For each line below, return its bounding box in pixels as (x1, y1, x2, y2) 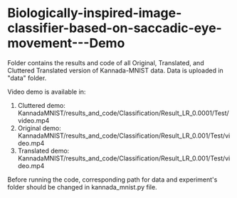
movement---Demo (7, 35, 125, 51)
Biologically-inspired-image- (7, 5, 182, 21)
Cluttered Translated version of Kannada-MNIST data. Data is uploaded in (7, 66, 224, 75)
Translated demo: (17, 146, 70, 155)
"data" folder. (7, 73, 47, 82)
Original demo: (17, 123, 62, 132)
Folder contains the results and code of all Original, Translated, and (7, 58, 204, 67)
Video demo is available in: (7, 87, 86, 96)
